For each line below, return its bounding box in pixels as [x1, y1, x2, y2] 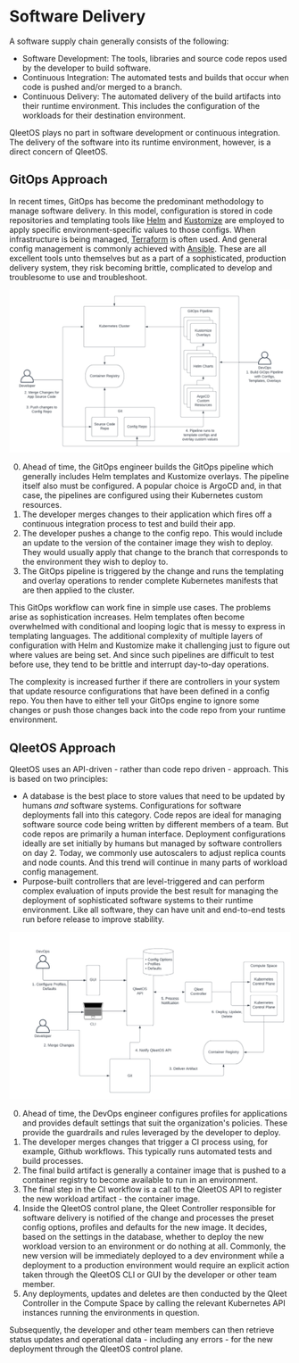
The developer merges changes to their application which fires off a [21, 509, 272, 519]
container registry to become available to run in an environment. [21, 1174, 259, 1184]
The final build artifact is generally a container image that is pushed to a [21, 1165, 287, 1176]
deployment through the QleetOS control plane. [9, 1343, 184, 1354]
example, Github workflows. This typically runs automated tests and [21, 1145, 272, 1157]
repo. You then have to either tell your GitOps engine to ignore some [9, 695, 260, 706]
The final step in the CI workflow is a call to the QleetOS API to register [21, 1184, 283, 1194]
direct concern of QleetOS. [9, 145, 109, 157]
